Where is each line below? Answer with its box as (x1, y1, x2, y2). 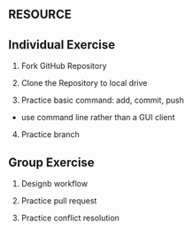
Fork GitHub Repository (20, 61, 107, 72)
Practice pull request (20, 195, 97, 206)
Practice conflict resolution (20, 212, 120, 224)
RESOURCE (8, 7, 72, 22)
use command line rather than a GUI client (20, 112, 175, 123)
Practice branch (20, 129, 81, 140)
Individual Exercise (8, 37, 116, 52)
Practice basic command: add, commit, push (20, 95, 185, 105)
